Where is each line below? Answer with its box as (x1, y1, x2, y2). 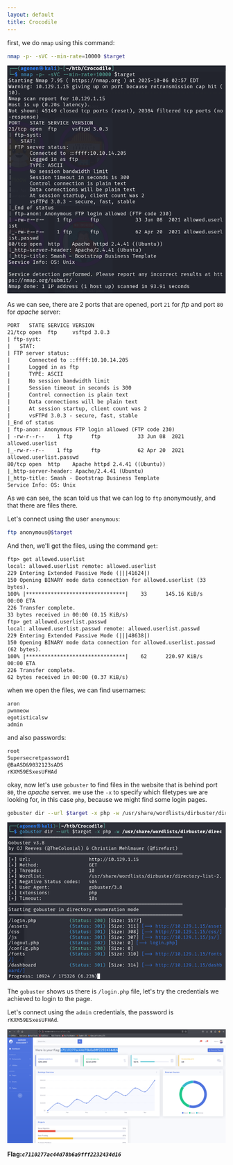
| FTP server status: (7, 349, 70, 357)
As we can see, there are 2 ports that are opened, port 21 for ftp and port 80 (7, 300, 223, 308)
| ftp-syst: (7, 335, 42, 343)
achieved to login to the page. (7, 995, 92, 1003)
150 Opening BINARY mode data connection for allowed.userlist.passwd (7, 639, 216, 646)
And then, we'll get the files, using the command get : (7, 542, 158, 550)
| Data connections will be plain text (7, 398, 138, 405)
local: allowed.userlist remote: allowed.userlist (7, 562, 157, 569)
